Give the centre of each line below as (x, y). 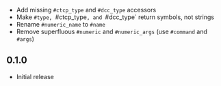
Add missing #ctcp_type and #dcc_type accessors (86, 10)
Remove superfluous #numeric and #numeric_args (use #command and (112, 31)
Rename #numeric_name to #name (61, 24)
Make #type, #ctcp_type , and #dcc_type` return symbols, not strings (115, 17)
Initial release (35, 76)
